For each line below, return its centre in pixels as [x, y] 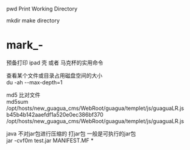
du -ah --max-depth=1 [34, 82]
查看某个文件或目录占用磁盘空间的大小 [54, 75]
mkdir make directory [33, 20]
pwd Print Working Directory [42, 9]
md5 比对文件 [23, 95]
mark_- [25, 45]
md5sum [17, 101]
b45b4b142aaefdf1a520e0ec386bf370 [55, 114]
